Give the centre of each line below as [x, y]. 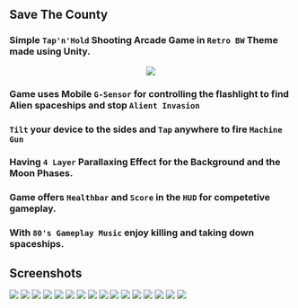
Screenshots [46, 273]
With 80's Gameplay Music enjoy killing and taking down [131, 233]
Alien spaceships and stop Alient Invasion [105, 105]
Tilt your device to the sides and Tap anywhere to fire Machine [146, 129]
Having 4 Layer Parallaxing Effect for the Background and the [145, 163]
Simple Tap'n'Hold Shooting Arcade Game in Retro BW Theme [144, 40]
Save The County [59, 15]
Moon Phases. [41, 173]
